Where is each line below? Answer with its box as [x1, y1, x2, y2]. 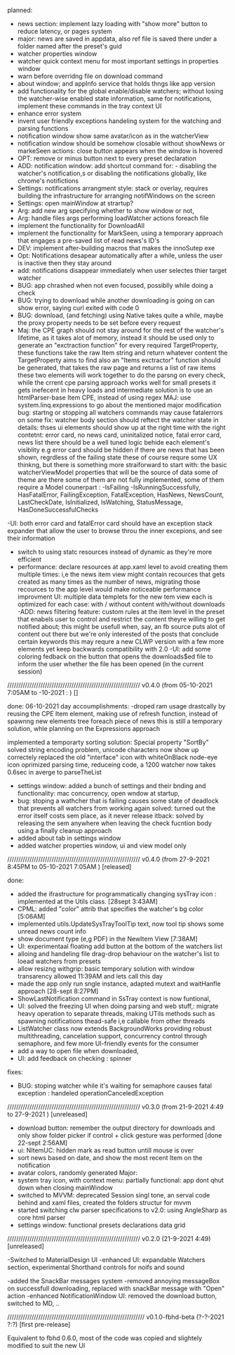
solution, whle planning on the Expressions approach [7, 725, 161, 732]
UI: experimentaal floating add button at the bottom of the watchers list [17, 942, 223, 950]
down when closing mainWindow [17, 1183, 114, 1192]
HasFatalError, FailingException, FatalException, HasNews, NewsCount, [17, 490, 224, 499]
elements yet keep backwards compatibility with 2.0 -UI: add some [17, 645, 211, 653]
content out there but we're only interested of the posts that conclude [17, 630, 219, 638]
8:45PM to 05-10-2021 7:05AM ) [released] [7, 863, 132, 871]
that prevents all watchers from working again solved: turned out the [17, 804, 216, 812]
